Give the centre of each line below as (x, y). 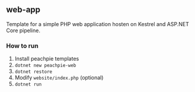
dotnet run (28, 85)
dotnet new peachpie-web (45, 66)
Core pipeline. (23, 30)
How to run (22, 46)
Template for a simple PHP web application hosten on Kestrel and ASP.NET (98, 24)
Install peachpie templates (47, 59)
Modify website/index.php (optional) (59, 78)
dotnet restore (33, 72)
